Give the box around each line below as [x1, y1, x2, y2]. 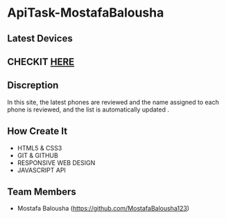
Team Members [7, 186, 76, 198]
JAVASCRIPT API [17, 166, 66, 174]
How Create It [7, 125, 68, 137]
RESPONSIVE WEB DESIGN [17, 158, 96, 167]
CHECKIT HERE [7, 55, 75, 67]
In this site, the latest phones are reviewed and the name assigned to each [7, 98, 220, 106]
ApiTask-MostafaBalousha [7, 5, 164, 21]
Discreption [7, 80, 59, 91]
